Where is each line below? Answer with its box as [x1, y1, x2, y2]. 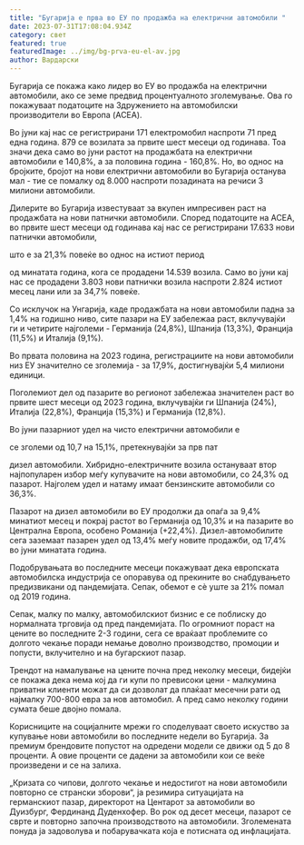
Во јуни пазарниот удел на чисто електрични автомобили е [9, 424, 240, 434]
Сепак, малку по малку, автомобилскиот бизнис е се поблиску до [9, 609, 267, 619]
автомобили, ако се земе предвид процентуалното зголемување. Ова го [9, 90, 293, 101]
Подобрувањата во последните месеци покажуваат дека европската [9, 562, 279, 572]
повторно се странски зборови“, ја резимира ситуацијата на [9, 787, 244, 798]
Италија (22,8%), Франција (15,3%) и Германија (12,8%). [9, 406, 227, 417]
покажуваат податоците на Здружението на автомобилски [9, 100, 239, 110]
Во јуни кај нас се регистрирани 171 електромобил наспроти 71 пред [9, 127, 277, 137]
